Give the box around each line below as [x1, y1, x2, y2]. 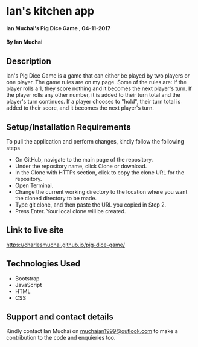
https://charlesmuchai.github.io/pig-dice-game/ [6, 241, 126, 248]
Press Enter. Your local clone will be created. [14, 208, 126, 214]
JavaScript [14, 281, 42, 288]
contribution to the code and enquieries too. [6, 334, 116, 342]
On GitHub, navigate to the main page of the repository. [14, 156, 153, 163]
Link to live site [6, 225, 64, 236]
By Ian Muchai [6, 38, 43, 46]
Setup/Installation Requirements [6, 122, 131, 132]
